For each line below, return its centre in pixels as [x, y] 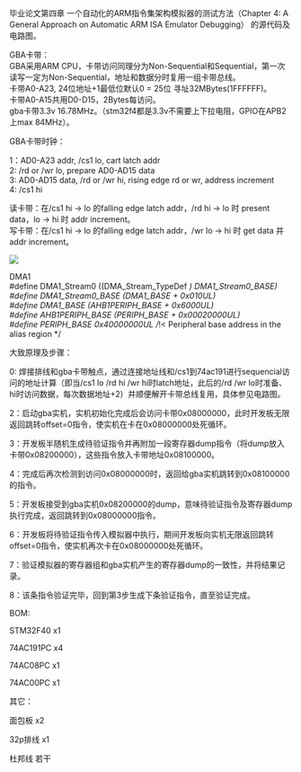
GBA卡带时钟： [37, 141]
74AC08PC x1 [35, 665]
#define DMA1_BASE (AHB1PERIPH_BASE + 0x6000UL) [111, 305]
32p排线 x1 [30, 739]
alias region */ [35, 334]
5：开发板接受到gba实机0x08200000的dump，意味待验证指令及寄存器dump [151, 504]
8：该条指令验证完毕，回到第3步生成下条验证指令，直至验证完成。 [133, 595]
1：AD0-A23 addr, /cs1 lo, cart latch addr [85, 160]
